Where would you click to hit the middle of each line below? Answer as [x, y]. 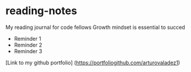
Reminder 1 [28, 38]
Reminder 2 [28, 45]
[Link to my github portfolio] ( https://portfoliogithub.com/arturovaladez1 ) [93, 63]
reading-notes [41, 11]
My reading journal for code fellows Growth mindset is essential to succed [95, 27]
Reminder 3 [28, 51]
